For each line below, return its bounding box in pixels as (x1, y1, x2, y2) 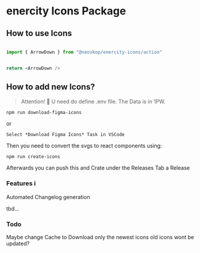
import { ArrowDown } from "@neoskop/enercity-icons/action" (6, 49, 163, 55)
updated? (6, 240, 30, 247)
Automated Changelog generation (6, 193, 90, 200)
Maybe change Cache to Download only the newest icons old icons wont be (6, 234, 195, 241)
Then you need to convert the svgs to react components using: (6, 142, 162, 149)
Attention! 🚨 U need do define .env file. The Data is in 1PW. (20, 98, 166, 105)
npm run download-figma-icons (6, 109, 82, 115)
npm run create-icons (6, 153, 61, 159)
